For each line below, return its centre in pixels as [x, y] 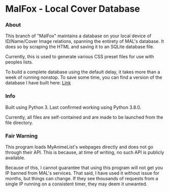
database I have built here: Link [38, 83]
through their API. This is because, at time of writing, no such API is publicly [85, 152]
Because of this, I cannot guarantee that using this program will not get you [84, 168]
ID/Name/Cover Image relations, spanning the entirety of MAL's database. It [85, 41]
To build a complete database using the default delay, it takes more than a [83, 72]
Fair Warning [22, 136]
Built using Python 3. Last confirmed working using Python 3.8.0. [73, 107]
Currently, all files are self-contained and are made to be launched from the [84, 117]
